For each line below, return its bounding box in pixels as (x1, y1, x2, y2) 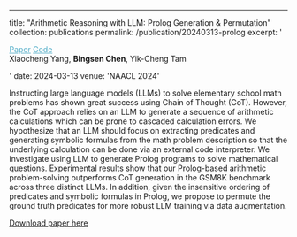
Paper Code (9, 44, 53, 54)
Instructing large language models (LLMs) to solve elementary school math (9, 88, 283, 98)
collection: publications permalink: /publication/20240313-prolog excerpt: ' (9, 27, 283, 37)
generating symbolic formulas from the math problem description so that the (9, 134, 288, 145)
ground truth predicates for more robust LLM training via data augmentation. (9, 201, 287, 210)
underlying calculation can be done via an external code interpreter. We (9, 144, 270, 155)
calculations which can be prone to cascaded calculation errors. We (9, 116, 257, 126)
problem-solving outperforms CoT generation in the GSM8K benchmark (9, 172, 271, 182)
